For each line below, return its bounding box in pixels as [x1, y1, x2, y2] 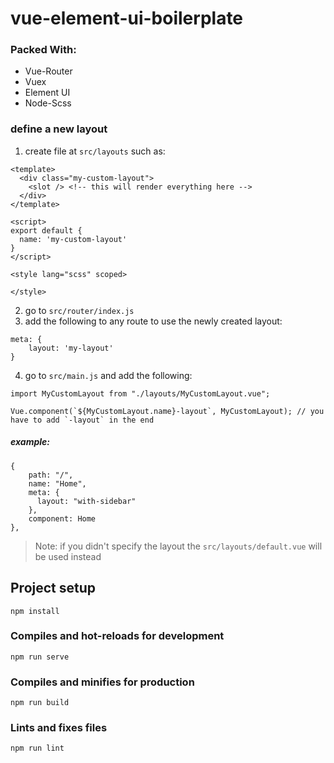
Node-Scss [24, 97, 72, 109]
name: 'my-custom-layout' [19, 234, 128, 244]
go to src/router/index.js [24, 304, 135, 316]
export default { [10, 225, 83, 236]
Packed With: [10, 43, 77, 57]
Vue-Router [24, 65, 73, 77]
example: [10, 436, 50, 448]
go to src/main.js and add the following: [24, 369, 193, 381]
